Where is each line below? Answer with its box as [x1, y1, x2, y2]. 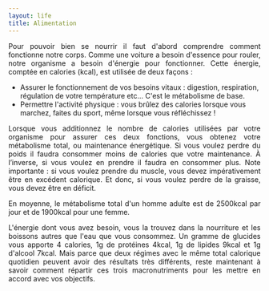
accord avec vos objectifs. [8, 273, 96, 283]
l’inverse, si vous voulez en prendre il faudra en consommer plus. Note [8, 157, 261, 167]
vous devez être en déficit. [8, 183, 96, 192]
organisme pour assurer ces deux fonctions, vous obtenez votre [8, 131, 261, 141]
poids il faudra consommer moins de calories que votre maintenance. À [8, 149, 261, 159]
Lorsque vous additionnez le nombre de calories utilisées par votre [8, 123, 261, 133]
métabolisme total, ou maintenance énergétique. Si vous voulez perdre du [8, 140, 261, 150]
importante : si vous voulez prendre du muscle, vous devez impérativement [8, 166, 261, 176]
